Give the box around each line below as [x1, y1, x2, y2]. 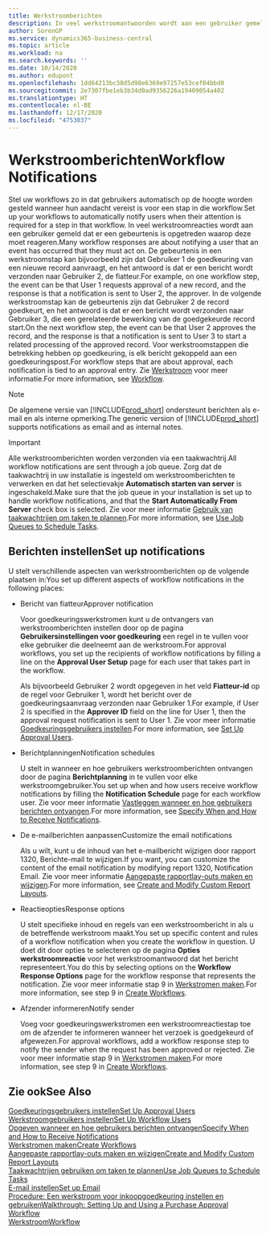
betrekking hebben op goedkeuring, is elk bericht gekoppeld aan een [8, 348, 237, 358]
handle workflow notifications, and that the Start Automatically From [8, 496, 238, 505]
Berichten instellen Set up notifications [8, 545, 206, 558]
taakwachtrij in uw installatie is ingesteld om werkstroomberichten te [8, 470, 235, 480]
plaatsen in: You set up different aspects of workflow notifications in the [8, 574, 244, 584]
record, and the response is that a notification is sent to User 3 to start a [8, 331, 247, 341]
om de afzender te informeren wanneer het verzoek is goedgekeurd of [19, 1028, 254, 1037]
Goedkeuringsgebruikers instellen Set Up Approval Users [8, 1106, 195, 1116]
